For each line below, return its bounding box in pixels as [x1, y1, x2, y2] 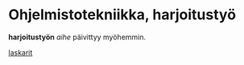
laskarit [8, 47, 33, 57]
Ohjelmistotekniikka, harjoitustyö [8, 6, 236, 24]
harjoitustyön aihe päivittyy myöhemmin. [8, 32, 147, 42]
